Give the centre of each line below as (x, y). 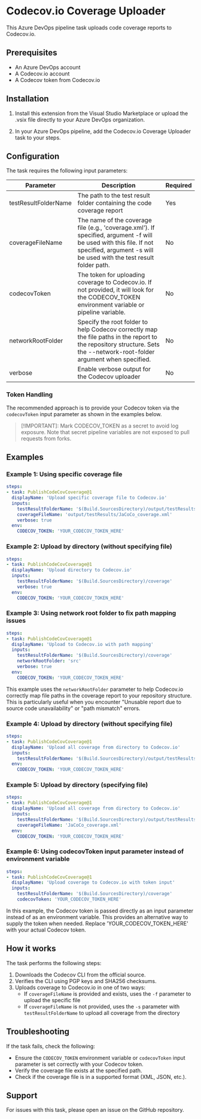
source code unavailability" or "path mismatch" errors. (73, 708)
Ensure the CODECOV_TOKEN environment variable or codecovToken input (100, 1057)
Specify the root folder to (113, 322)
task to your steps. (38, 137)
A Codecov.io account (42, 74)
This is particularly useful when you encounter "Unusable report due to (94, 702)
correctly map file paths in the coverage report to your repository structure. (99, 695)
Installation (28, 99)
